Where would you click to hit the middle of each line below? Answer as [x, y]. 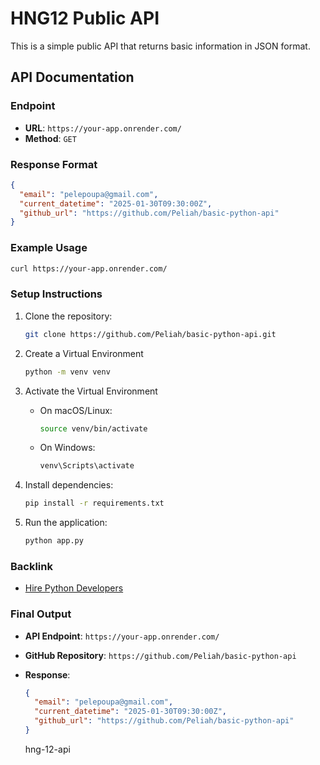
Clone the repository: [68, 316]
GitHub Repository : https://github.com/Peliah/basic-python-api [160, 655]
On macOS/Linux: [76, 410]
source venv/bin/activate [93, 428]
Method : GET [50, 138]
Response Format [54, 164]
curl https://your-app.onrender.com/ [89, 268]
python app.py [54, 541]
